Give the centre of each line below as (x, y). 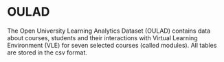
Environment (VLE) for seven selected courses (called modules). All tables (112, 45)
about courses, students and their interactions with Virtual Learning (102, 37)
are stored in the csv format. (47, 52)
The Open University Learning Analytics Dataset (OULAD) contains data (109, 31)
